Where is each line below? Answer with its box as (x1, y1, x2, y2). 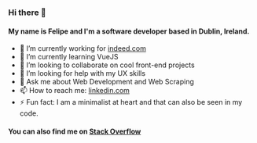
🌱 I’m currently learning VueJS (19, 52, 119, 62)
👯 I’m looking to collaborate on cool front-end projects (19, 60, 195, 70)
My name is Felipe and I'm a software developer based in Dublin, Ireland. (8, 27, 250, 36)
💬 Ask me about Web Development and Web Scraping (19, 77, 194, 87)
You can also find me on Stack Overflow (8, 127, 141, 136)
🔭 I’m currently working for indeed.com (19, 44, 147, 53)
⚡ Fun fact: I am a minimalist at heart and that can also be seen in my (19, 98, 243, 107)
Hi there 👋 (8, 7, 47, 18)
